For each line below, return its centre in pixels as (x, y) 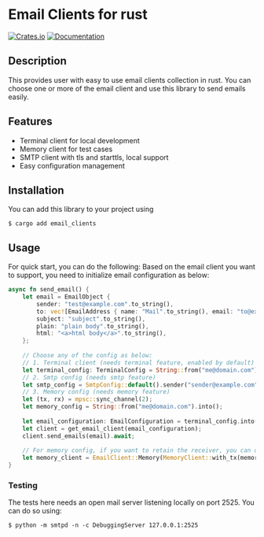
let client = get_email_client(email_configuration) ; (112, 428)
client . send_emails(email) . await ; (79, 436)
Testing (23, 485)
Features (30, 122)
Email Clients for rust (78, 15)
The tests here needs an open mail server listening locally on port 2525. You (132, 502)
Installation (36, 190)
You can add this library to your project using (81, 209)
